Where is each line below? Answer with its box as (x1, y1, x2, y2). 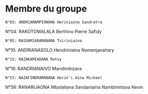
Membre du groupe (5, 3, 87, 15)
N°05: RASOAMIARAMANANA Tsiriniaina (5, 38, 82, 43)
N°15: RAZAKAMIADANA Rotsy (5, 56, 62, 62)
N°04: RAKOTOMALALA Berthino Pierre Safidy (5, 28, 102, 34)
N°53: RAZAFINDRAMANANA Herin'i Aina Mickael (5, 75, 102, 80)
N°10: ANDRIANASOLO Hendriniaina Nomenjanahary (5, 47, 114, 53)
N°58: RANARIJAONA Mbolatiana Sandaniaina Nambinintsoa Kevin (5, 84, 143, 90)
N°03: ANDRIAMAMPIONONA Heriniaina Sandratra (5, 20, 102, 25)
